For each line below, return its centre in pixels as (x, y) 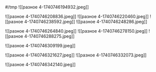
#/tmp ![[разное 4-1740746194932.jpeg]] (47, 7)
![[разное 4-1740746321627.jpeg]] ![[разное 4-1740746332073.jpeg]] (76, 55)
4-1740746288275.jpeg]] (50, 36)
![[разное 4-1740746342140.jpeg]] (40, 64)
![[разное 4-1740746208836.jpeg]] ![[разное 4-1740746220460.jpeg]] (77, 16)
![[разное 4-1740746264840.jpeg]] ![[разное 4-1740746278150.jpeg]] (77, 31)
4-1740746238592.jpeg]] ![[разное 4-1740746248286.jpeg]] (86, 22)
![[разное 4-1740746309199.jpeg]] (40, 45)
